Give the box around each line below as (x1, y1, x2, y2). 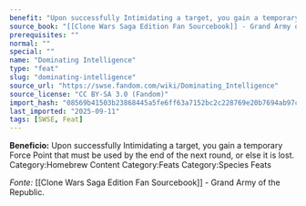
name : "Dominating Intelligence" (9, 56, 137, 65)
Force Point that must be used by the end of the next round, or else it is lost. (9, 149, 294, 160)
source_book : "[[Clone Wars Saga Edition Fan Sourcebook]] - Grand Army (9, 22, 291, 31)
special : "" (9, 47, 55, 57)
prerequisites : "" (9, 30, 79, 39)
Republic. (9, 187, 46, 198)
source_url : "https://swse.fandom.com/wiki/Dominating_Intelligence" (9, 81, 280, 90)
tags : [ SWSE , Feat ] (9, 115, 84, 124)
